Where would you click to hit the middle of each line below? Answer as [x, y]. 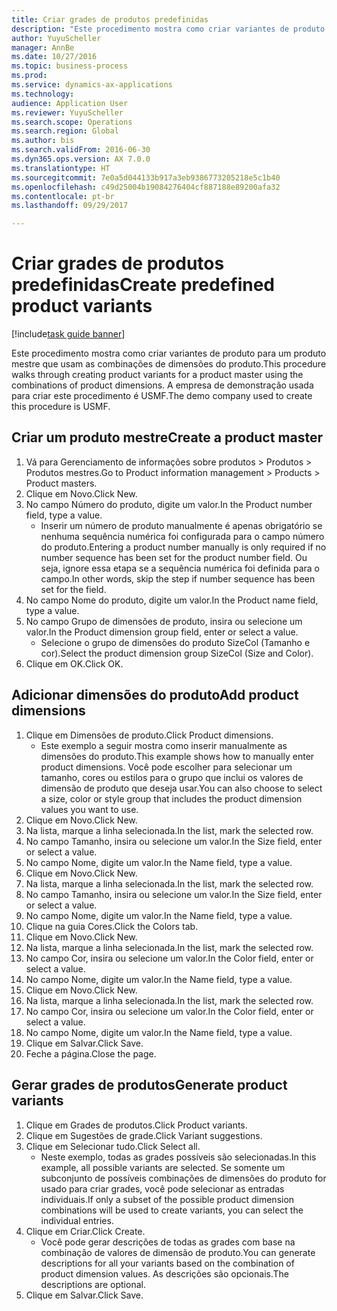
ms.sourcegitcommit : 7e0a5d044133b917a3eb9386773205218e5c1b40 [146, 177]
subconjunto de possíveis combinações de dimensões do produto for [183, 1178]
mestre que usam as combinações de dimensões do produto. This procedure [169, 364]
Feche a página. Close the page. [91, 1053]
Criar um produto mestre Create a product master [167, 437]
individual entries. [77, 1220]
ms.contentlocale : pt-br [63, 196]
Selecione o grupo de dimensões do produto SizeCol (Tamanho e [175, 642]
